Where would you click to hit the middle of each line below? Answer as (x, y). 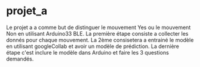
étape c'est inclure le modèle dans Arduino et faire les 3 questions (87, 52)
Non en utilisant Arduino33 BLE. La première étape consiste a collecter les (97, 33)
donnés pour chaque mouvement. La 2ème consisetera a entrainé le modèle (100, 40)
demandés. (20, 59)
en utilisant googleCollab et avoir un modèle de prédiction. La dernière (93, 46)
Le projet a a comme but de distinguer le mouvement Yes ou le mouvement (99, 27)
